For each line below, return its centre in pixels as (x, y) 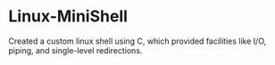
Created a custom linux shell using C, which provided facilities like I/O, (137, 41)
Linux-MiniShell (68, 16)
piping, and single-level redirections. (75, 50)
